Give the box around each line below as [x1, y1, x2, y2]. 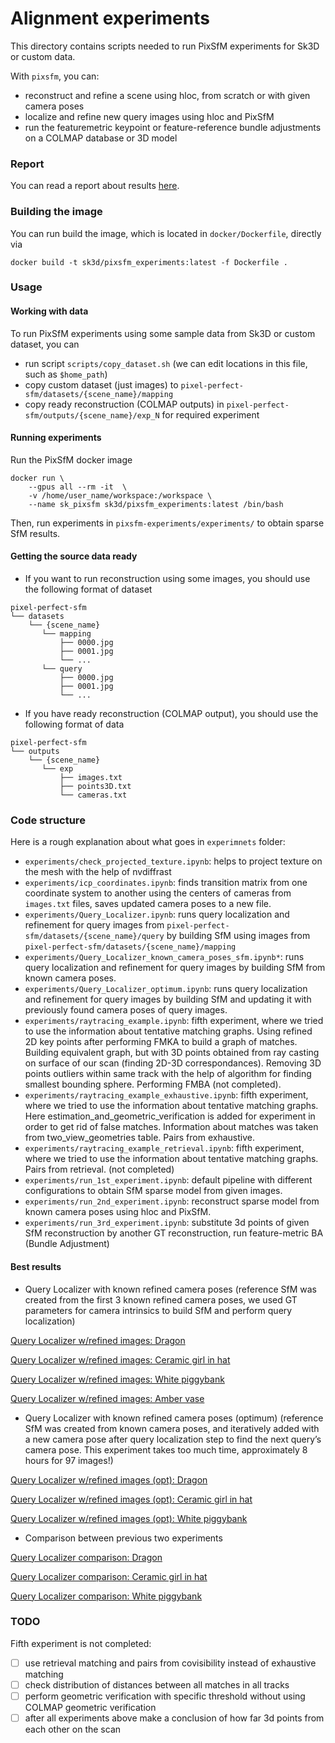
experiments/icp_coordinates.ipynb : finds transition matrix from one [24, 877, 308, 889]
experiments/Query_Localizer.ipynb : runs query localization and [24, 908, 290, 921]
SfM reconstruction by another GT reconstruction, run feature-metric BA [24, 1227, 324, 1239]
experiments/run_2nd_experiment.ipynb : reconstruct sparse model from [24, 1195, 320, 1207]
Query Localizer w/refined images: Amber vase [10, 1392, 205, 1404]
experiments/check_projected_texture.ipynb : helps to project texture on [24, 855, 323, 867]
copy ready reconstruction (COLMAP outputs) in [24, 398, 225, 410]
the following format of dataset [24, 583, 153, 596]
